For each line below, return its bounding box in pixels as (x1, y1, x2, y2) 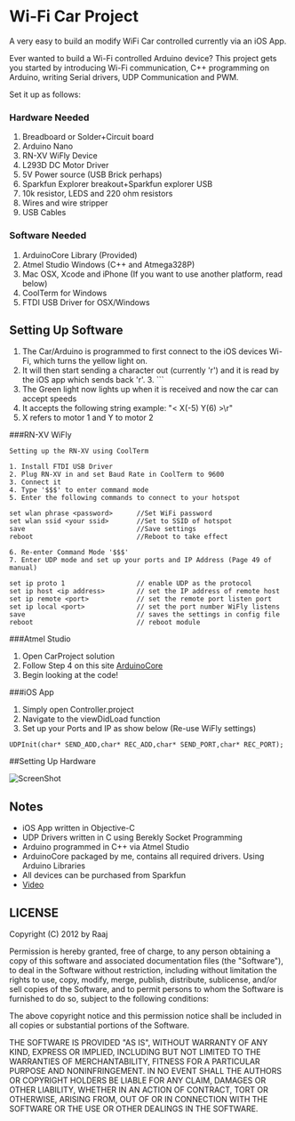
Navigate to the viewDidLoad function (21, 714, 161, 724)
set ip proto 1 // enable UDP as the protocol (9, 579, 252, 588)
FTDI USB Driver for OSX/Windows (21, 296, 150, 308)
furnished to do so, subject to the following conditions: (9, 993, 209, 1004)
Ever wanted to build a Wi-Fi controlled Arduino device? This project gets (9, 52, 277, 63)
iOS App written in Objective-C (21, 823, 136, 834)
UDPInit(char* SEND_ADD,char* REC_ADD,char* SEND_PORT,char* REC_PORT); (9, 740, 284, 749)
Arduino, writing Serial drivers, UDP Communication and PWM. (9, 71, 239, 82)
